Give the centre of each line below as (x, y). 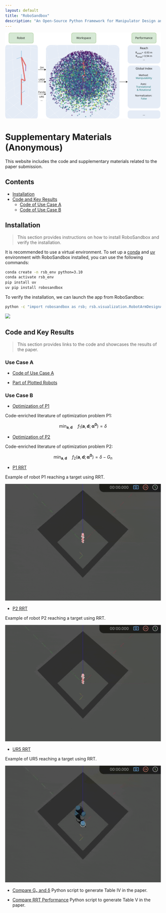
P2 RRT (20, 608)
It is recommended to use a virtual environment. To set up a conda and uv (80, 252)
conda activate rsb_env (30, 277)
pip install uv (21, 282)
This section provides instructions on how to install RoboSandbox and (88, 237)
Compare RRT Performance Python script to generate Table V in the (81, 900)
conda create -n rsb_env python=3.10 (44, 272)
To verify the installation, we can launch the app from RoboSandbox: (75, 297)
